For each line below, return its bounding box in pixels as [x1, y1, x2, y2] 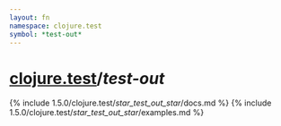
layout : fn [9, 13, 50, 22]
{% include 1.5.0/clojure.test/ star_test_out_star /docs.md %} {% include [9, 97, 272, 108]
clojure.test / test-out [9, 68, 165, 88]
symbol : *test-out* [9, 29, 83, 38]
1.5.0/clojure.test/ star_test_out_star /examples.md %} [9, 107, 205, 118]
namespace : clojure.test [9, 21, 102, 30]
